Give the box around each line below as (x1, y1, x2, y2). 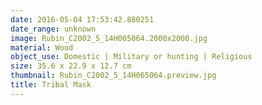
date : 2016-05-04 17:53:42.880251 (10, 14, 155, 25)
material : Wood (10, 42, 74, 53)
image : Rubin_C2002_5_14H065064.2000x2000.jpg (10, 33, 208, 43)
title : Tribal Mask (10, 80, 92, 90)
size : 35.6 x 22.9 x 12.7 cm (10, 61, 132, 71)
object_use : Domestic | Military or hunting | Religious (10, 52, 253, 62)
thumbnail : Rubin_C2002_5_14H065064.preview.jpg (10, 71, 217, 81)
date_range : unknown (10, 24, 97, 34)
